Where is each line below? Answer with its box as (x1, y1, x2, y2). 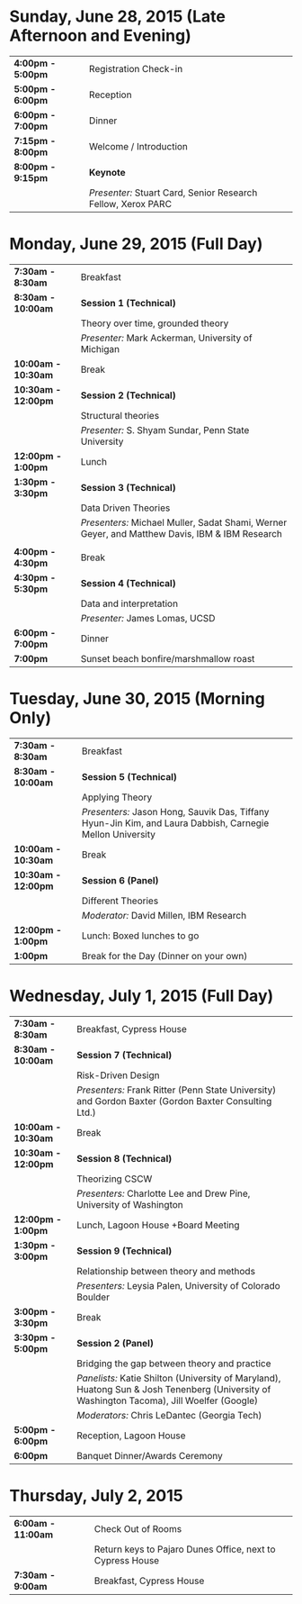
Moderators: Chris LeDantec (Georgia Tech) (75, 1409, 262, 1421)
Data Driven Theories (80, 502, 171, 514)
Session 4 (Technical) (80, 576, 177, 589)
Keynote (88, 166, 126, 178)
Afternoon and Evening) (9, 25, 191, 46)
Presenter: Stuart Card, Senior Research (88, 186, 258, 199)
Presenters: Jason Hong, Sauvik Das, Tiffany (81, 805, 270, 818)
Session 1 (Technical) (80, 296, 177, 309)
